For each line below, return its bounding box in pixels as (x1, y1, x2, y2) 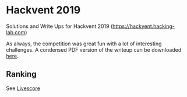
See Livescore (6, 85, 41, 92)
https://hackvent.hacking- (112, 23, 175, 30)
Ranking (6, 69, 37, 79)
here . (6, 52, 19, 59)
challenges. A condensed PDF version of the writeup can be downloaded (6, 46, 182, 53)
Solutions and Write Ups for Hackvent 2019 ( (6, 23, 113, 30)
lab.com (6, 28, 26, 35)
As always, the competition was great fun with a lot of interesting (6, 40, 162, 47)
